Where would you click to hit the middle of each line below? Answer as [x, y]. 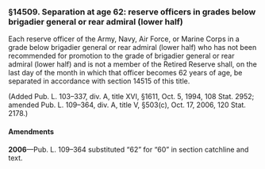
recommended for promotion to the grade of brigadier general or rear [121, 56]
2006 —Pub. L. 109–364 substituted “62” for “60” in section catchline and [129, 149]
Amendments [31, 131]
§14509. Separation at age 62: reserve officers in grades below [132, 12]
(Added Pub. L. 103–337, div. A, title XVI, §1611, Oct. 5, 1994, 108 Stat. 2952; [131, 97]
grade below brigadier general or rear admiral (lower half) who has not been [132, 48]
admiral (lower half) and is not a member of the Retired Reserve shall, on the [133, 64]
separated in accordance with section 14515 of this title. [99, 81]
